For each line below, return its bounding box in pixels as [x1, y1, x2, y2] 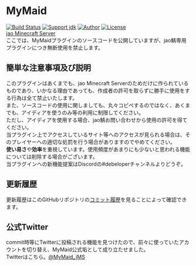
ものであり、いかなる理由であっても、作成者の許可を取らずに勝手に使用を [6, 87, 185, 94]
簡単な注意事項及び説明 [6, 63, 91, 73]
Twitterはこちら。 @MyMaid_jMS [6, 254, 85, 261]
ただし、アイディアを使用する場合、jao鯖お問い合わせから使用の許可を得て [6, 116, 188, 123]
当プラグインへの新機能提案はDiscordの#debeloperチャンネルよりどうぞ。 [6, 160, 187, 167]
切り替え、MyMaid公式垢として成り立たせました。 [26, 246, 149, 253]
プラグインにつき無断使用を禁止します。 [6, 44, 104, 51]
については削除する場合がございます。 [6, 153, 98, 160]
